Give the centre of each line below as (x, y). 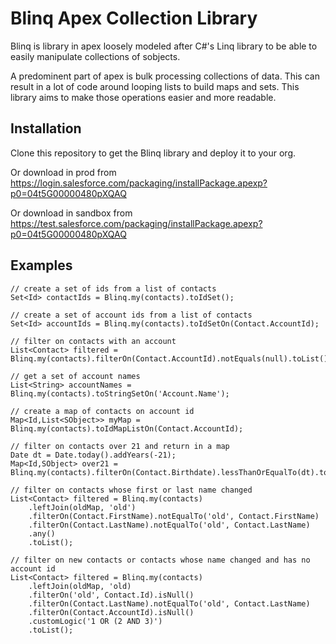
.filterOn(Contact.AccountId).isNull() (111, 612)
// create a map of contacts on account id (102, 411)
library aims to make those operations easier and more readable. (143, 97)
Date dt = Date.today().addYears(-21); (93, 455)
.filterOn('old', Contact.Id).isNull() (111, 595)
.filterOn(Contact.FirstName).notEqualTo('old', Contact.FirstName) (174, 516)
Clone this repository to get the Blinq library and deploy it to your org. (153, 153)
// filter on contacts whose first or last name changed (131, 490)
